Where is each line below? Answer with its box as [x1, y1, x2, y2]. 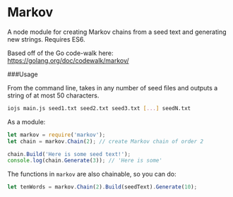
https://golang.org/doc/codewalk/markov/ [7, 56, 129, 64]
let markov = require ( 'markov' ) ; [7, 131, 106, 138]
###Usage [7, 70, 39, 78]
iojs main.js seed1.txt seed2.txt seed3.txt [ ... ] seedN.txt [7, 105, 191, 112]
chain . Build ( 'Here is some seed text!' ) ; [7, 150, 131, 157]
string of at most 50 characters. [7, 91, 100, 100]
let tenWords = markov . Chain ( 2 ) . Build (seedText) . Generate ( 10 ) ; [7, 184, 198, 191]
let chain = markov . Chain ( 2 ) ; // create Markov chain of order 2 [7, 138, 203, 145]
